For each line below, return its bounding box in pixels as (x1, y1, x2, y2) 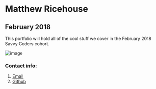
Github (12, 79, 26, 85)
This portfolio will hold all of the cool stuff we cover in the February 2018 (5, 36, 152, 41)
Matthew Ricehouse (5, 3, 88, 15)
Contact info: (5, 62, 37, 69)
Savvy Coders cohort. (5, 41, 50, 47)
